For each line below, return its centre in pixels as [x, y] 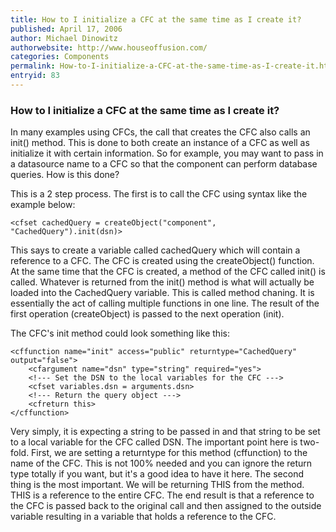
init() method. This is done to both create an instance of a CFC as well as [160, 143]
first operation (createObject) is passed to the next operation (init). [147, 314]
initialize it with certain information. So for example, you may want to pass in [167, 153]
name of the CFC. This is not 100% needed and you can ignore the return [161, 463]
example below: [43, 205]
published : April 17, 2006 [66, 29]
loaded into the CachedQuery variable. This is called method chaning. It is [162, 293]
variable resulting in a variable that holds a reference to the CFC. [143, 517]
